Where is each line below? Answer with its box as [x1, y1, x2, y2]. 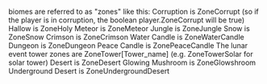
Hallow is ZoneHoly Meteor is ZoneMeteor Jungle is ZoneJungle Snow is [8, 24, 250, 33]
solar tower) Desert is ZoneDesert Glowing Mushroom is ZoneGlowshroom [8, 58, 257, 67]
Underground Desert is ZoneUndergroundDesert [8, 66, 170, 75]
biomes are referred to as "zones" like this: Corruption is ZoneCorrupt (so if [8, 7, 260, 16]
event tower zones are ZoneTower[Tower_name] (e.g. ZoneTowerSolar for [8, 50, 253, 58]
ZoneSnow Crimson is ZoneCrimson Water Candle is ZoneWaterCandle [8, 32, 244, 42]
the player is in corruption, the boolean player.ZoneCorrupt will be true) [8, 15, 245, 25]
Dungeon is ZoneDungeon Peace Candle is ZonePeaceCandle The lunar [8, 41, 248, 50]
